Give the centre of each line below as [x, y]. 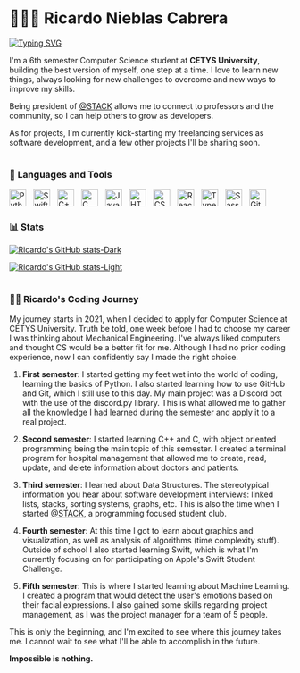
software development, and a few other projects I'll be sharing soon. [135, 142]
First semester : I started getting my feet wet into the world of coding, [150, 374]
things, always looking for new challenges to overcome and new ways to [143, 79]
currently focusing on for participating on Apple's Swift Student [139, 559]
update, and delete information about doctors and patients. [130, 467]
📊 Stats [27, 227]
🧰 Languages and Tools [61, 175]
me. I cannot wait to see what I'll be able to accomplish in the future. [135, 641]
